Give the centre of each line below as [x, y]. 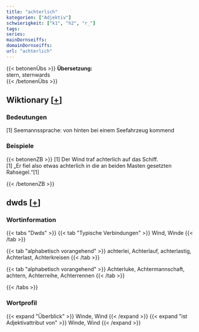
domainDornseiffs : [29, 46]
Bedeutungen [27, 117]
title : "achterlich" [32, 12]
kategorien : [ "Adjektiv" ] [39, 18]
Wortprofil [22, 303]
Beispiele [20, 146]
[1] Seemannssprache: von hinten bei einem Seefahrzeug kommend [90, 130]
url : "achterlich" [29, 51]
